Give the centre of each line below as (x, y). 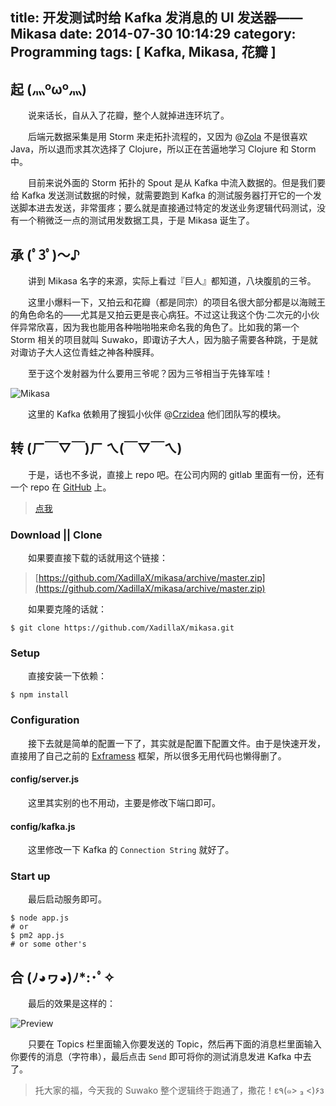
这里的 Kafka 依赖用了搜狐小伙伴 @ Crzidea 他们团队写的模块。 (157, 414)
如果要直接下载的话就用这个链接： (97, 558)
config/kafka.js (43, 826)
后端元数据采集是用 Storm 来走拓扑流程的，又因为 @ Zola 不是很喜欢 (167, 137)
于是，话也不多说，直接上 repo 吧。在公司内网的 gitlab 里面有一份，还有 (176, 474)
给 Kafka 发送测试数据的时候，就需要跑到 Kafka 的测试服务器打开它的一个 (161, 195)
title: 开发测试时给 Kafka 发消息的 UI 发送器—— (156, 18)
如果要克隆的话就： (67, 609)
